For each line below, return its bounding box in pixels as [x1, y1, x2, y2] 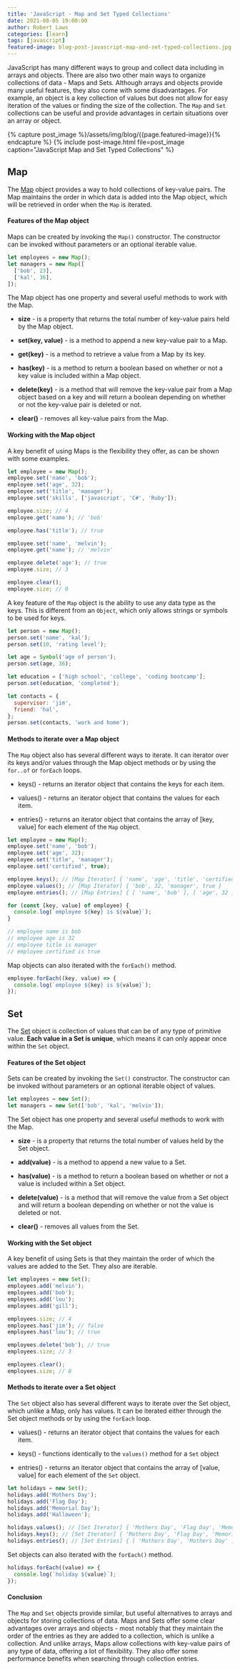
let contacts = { [7, 692, 59, 700]
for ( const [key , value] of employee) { [7, 901, 130, 909]
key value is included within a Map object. [17, 371, 141, 380]
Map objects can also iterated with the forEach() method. [7, 961, 177, 969]
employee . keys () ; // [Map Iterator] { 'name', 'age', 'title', [7, 876, 200, 883]
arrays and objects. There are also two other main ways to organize [7, 71, 206, 79]
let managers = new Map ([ [7, 260, 84, 268]
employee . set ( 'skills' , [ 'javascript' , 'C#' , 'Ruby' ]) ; [7, 494, 177, 502]
